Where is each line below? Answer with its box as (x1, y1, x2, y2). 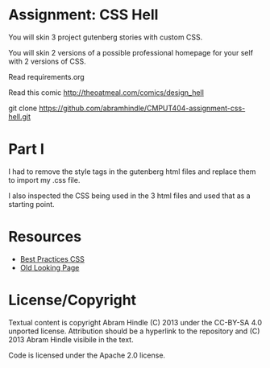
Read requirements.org (8, 72, 85, 81)
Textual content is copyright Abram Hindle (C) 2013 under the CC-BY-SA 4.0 (8, 317, 262, 327)
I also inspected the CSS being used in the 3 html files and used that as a (8, 191, 251, 201)
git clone (8, 103, 38, 113)
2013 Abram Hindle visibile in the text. (8, 334, 135, 344)
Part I (8, 140, 44, 159)
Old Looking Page (19, 263, 80, 272)
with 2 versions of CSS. (8, 56, 86, 66)
